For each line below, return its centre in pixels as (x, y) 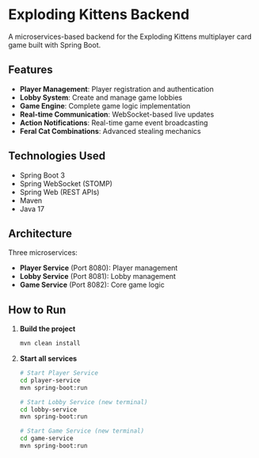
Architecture (40, 233)
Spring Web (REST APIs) (59, 192)
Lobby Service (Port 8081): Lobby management (98, 277)
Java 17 (32, 208)
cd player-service (50, 380)
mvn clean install (50, 343)
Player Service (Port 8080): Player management (99, 268)
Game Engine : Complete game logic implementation (105, 105)
